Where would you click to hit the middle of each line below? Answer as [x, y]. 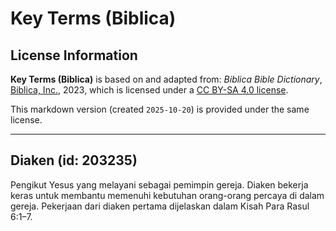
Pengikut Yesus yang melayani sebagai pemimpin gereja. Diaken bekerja [159, 184]
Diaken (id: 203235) [74, 160]
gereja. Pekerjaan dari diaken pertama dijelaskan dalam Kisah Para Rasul [160, 206]
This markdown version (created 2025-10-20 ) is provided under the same [160, 109]
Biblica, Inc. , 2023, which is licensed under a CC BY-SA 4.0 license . [149, 90]
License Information [74, 55]
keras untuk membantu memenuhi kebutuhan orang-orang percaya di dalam [167, 195]
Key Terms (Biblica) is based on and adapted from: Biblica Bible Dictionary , [166, 79]
